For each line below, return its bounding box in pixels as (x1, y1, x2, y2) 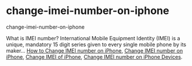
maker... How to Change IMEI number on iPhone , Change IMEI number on (6, 47, 183, 54)
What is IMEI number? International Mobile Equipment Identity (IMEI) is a (6, 34, 180, 41)
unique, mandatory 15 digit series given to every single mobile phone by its (6, 41, 186, 48)
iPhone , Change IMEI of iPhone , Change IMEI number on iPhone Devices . (6, 53, 183, 60)
